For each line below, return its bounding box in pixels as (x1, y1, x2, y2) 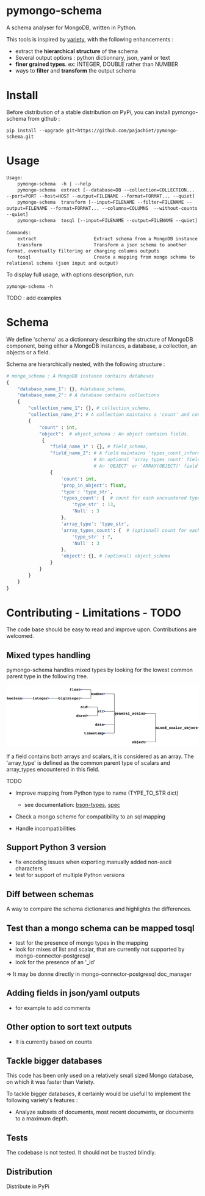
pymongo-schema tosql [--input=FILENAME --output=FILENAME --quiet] (17, 217, 198, 223)
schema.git (6, 134, 34, 140)
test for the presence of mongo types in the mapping (15, 939, 148, 946)
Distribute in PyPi (6, 1183, 50, 1190)
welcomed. (6, 632, 35, 640)
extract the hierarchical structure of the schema (15, 47, 138, 55)
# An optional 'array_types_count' (93, 457, 184, 463)
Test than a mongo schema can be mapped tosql (6, 923, 195, 933)
